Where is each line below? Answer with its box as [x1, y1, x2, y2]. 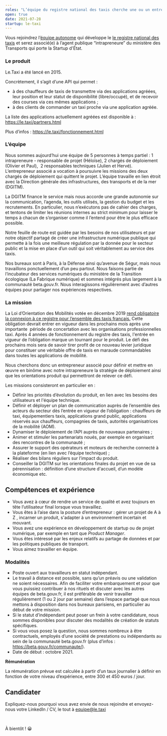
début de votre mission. [12, 607, 61, 613]
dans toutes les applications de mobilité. [5, 353, 88, 359]
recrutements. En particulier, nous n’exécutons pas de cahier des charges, [5, 204, 158, 210]
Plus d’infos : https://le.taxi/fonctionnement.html [5, 129, 104, 135]
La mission [5, 299, 32, 306]
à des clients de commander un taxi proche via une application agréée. [12, 104, 158, 110]
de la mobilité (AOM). [12, 424, 56, 430]
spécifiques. [12, 623, 38, 629]
